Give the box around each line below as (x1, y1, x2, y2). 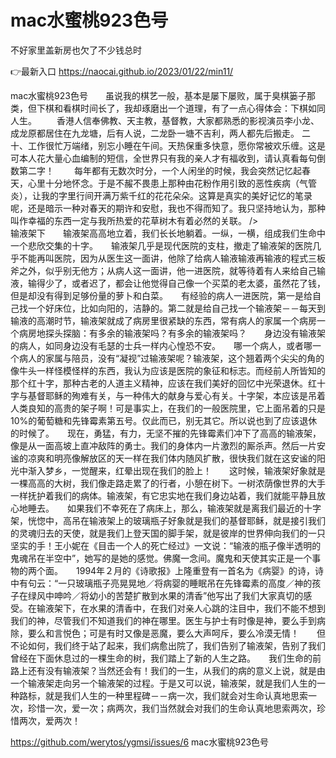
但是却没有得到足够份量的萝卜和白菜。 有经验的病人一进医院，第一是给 (10, 289, 313, 301)
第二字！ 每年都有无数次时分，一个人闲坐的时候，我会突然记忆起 (18, 164, 302, 176)
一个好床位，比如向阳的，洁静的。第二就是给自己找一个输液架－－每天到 (27, 302, 326, 314)
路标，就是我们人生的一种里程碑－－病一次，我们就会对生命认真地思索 (18, 689, 308, 701)
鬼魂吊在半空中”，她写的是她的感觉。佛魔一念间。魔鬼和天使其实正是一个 (10, 552, 313, 564)
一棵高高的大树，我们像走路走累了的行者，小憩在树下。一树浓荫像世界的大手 (10, 477, 326, 489)
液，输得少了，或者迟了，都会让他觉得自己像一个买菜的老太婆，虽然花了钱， (10, 277, 326, 289)
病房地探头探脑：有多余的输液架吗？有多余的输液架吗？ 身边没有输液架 (18, 327, 326, 339)
